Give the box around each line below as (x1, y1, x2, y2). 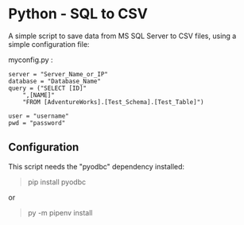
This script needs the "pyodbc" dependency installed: (8, 161, 185, 171)
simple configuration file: (8, 39, 90, 48)
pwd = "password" (8, 118, 66, 127)
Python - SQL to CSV (8, 5, 149, 23)
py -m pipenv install (27, 208, 93, 217)
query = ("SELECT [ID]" (8, 84, 87, 92)
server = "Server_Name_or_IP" (8, 70, 109, 78)
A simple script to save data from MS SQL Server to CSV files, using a (8, 31, 237, 41)
